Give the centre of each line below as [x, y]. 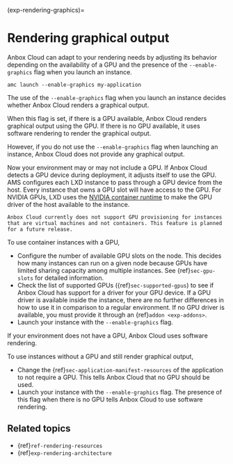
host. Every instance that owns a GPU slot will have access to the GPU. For [114, 190]
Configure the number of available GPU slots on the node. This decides [119, 256]
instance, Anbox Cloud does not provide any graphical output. [96, 154]
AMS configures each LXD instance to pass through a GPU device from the [115, 182]
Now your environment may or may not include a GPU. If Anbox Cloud [107, 167]
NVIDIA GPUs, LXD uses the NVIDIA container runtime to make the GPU [110, 197]
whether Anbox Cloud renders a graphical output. [78, 105]
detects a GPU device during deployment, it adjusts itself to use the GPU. [112, 175]
